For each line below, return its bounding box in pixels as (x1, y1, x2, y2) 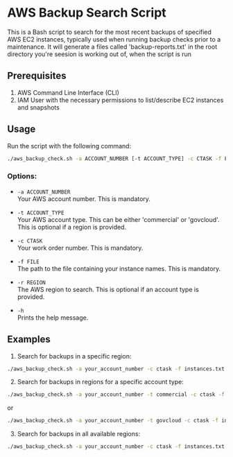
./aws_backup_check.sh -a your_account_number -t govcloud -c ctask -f (7, 417, 218, 424)
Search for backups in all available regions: (17, 430, 141, 438)
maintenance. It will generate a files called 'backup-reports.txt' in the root (7, 42, 217, 51)
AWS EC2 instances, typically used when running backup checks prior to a (7, 35, 221, 43)
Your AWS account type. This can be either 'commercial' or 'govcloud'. (17, 215, 220, 223)
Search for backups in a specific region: (17, 352, 132, 360)
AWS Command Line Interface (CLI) (17, 88, 120, 96)
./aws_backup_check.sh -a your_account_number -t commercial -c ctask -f (7, 391, 225, 398)
